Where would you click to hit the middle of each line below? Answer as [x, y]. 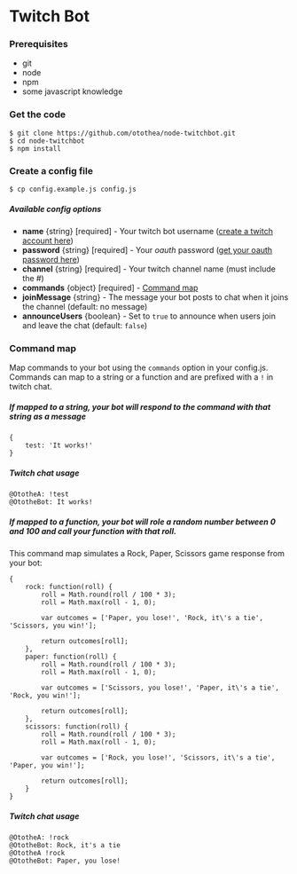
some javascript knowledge [72, 91]
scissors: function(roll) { [77, 727]
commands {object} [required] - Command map [110, 288]
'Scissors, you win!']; [53, 626]
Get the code [38, 114]
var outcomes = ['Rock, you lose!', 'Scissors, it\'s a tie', [158, 758]
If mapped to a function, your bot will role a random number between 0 [143, 522]
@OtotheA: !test [39, 494]
